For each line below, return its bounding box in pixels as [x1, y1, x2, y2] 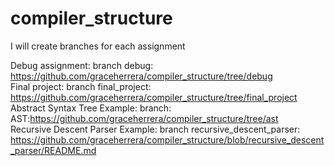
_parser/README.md [10, 144, 97, 156]
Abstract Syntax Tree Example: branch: [10, 102, 172, 114]
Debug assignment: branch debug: [10, 59, 154, 71]
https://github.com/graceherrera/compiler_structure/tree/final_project [10, 91, 298, 103]
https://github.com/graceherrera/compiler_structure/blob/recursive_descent [10, 133, 325, 146]
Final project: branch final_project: [10, 80, 152, 92]
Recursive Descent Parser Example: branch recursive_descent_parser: [10, 123, 301, 135]
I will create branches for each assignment [10, 40, 186, 52]
